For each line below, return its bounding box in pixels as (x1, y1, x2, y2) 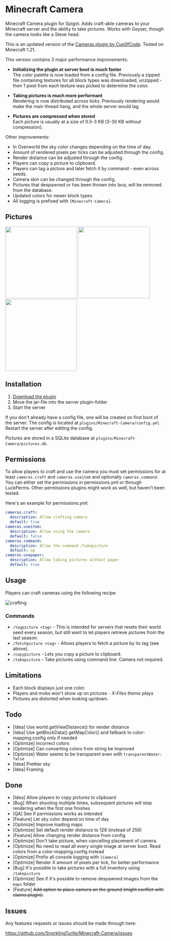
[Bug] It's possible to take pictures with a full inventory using (12, 865, 140, 871)
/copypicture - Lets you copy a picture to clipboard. (12, 651, 122, 657)
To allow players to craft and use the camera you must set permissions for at (5, 468, 166, 475)
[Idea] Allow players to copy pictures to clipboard (12, 794, 116, 801)
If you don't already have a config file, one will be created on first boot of (5, 414, 159, 420)
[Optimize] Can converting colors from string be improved (12, 745, 134, 751)
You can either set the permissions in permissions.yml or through (5, 479, 142, 485)
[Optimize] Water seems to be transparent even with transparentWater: (12, 751, 163, 757)
